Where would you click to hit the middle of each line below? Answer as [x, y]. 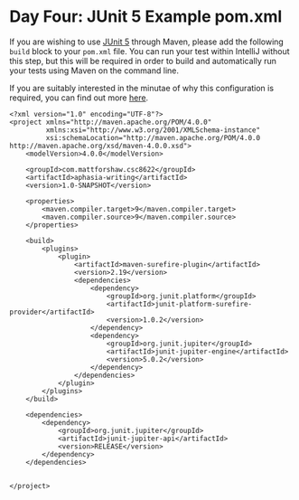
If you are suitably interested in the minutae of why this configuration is [141, 88]
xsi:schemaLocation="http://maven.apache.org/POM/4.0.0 [153, 137]
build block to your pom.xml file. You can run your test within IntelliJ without [150, 51]
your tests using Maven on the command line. [94, 71]
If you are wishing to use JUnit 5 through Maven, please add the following [147, 42]
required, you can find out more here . [79, 98]
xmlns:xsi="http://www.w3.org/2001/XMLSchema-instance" [153, 130]
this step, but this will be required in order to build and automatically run [143, 61]
